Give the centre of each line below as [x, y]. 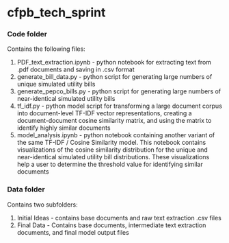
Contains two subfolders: [42, 205]
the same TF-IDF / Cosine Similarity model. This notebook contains [111, 143]
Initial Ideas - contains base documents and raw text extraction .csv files [119, 218]
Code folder [27, 34]
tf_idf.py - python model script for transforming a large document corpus [119, 106]
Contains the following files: [46, 49]
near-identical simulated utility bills [66, 99]
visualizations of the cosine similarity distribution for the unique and [112, 150]
